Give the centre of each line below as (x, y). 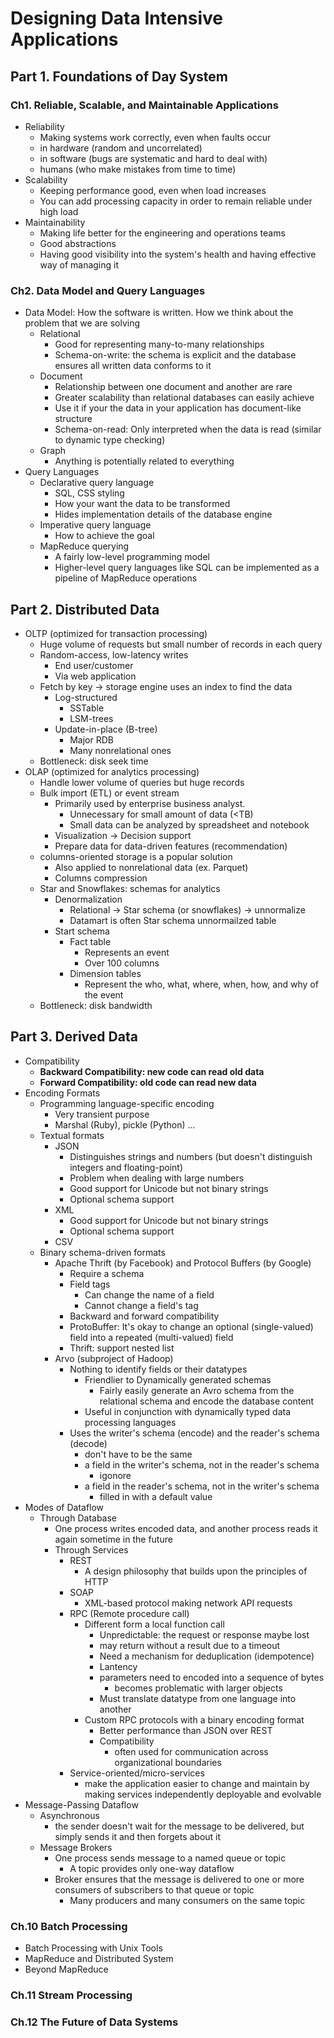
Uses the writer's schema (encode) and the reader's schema (194, 1433)
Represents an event (127, 952)
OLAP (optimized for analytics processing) (112, 771)
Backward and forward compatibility (144, 1316)
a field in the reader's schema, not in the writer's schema (202, 1486)
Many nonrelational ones (120, 750)
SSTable (87, 708)
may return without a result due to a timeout (190, 1645)
